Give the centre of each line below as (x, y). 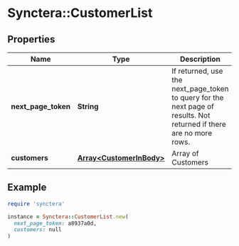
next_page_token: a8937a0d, (55, 223)
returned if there (199, 124)
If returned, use (197, 71)
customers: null (38, 230)
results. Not (191, 115)
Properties (31, 39)
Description (200, 59)
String (88, 106)
